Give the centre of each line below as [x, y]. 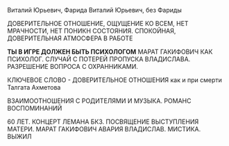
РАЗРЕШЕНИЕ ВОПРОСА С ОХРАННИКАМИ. [73, 66]
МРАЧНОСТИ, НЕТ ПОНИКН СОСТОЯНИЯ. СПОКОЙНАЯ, [92, 31]
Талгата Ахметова [34, 87]
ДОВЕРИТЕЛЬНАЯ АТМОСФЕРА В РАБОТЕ [70, 38]
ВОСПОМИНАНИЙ [35, 108]
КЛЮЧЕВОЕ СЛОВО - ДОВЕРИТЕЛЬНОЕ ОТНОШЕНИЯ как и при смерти [114, 80]
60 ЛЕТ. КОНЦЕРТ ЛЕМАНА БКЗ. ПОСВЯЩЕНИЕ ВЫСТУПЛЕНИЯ [103, 122]
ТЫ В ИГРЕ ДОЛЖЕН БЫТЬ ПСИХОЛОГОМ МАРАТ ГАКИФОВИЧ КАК [110, 52]
